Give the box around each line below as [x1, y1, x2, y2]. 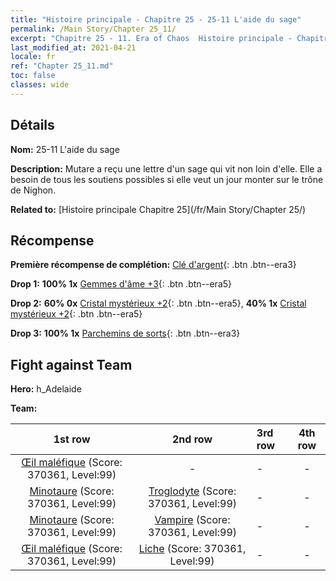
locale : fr [10, 52, 56, 62]
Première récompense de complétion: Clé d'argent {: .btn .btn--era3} [10, 259, 297, 271]
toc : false [10, 71, 56, 81]
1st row [53, 432, 91, 446]
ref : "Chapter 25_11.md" [10, 61, 114, 71]
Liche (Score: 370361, [138, 542, 247, 556]
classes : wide [10, 80, 70, 90]
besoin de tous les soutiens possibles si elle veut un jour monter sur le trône [10, 173, 324, 185]
